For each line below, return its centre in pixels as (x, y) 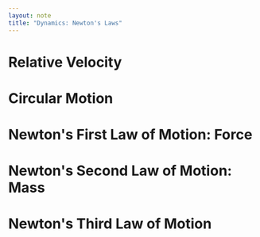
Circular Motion (61, 98)
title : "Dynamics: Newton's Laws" (66, 23)
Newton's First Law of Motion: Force (130, 135)
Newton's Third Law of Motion (110, 224)
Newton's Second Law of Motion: (120, 171)
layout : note (30, 15)
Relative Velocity (65, 62)
